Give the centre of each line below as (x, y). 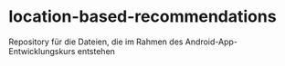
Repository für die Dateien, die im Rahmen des (96, 42)
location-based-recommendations (142, 17)
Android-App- (211, 42)
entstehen (96, 51)
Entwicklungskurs (42, 51)
